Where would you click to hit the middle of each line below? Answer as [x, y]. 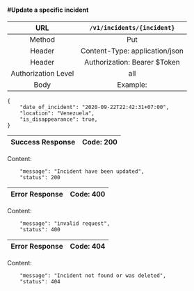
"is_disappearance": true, [59, 119]
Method [42, 40]
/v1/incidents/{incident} [132, 28]
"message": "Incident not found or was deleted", [93, 276]
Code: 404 [88, 247]
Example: [132, 85]
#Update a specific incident [48, 10]
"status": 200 [40, 178]
